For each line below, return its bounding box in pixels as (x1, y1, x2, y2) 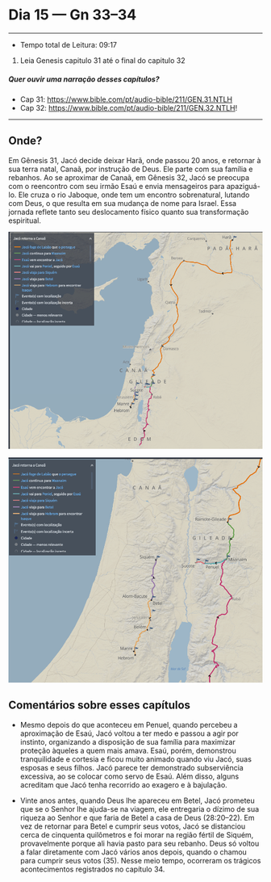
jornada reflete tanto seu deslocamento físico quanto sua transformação (8, 207, 249, 216)
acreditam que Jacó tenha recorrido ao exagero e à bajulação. (19, 779, 227, 789)
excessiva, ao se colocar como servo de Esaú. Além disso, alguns (19, 771, 240, 781)
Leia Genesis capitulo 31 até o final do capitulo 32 (19, 55, 186, 65)
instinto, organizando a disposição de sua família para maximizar (19, 737, 236, 746)
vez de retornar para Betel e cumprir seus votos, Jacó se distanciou (19, 821, 246, 831)
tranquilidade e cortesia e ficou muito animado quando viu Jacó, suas (19, 754, 252, 764)
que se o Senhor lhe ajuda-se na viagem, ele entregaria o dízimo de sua (19, 804, 260, 813)
